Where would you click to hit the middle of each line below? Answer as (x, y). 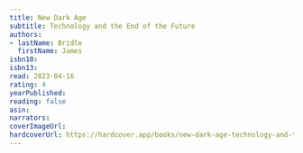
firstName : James (50, 51)
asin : (19, 110)
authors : (26, 34)
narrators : (30, 118)
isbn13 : (24, 68)
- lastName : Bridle (46, 43)
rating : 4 (28, 85)
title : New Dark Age (48, 18)
